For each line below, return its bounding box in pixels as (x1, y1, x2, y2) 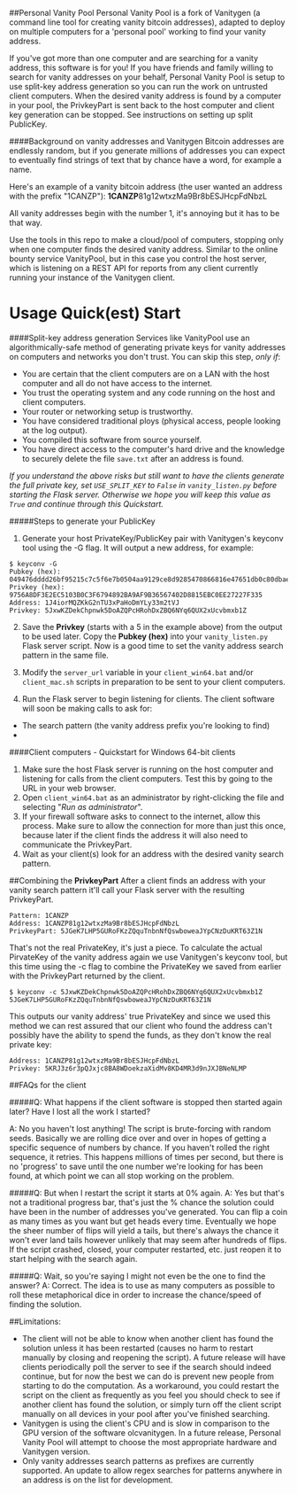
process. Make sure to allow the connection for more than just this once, (21, 820, 286, 831)
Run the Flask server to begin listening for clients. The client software (21, 693, 276, 704)
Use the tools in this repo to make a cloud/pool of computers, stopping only (9, 235, 285, 245)
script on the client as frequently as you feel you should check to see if (21, 1389, 281, 1400)
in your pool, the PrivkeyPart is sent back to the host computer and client (9, 100, 275, 110)
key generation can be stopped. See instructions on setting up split (9, 110, 254, 120)
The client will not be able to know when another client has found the (21, 1333, 274, 1343)
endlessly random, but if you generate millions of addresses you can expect (9, 145, 286, 156)
